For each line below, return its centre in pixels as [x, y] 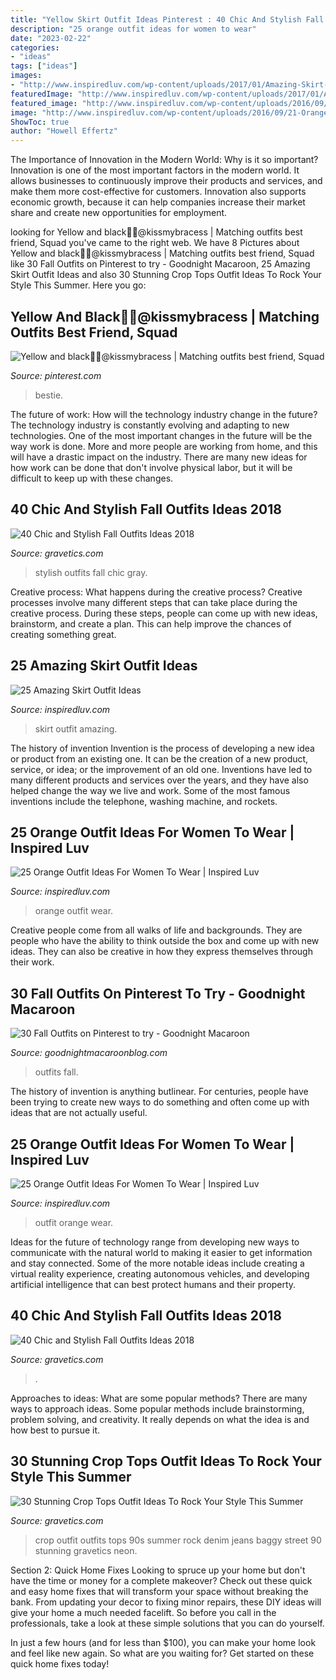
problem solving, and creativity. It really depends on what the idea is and [160, 1419]
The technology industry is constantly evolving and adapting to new [150, 425]
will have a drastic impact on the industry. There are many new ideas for [159, 457]
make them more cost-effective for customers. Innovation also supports [158, 192]
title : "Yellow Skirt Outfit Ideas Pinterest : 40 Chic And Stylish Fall [167, 19]
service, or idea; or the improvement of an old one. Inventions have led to [161, 769]
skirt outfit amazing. [76, 728]
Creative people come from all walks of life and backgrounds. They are [156, 930]
